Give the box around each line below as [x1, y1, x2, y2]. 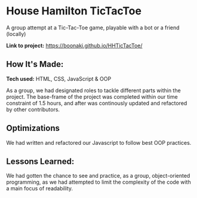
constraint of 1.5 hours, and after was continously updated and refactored [6, 99, 187, 106]
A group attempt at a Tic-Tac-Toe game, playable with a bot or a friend [6, 24, 180, 31]
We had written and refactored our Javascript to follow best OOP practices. [6, 139, 192, 146]
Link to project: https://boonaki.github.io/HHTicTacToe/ [6, 42, 143, 49]
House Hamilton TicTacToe [6, 4, 142, 18]
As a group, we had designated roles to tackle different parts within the [6, 87, 181, 94]
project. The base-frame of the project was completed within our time [6, 93, 178, 100]
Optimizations [6, 123, 60, 133]
